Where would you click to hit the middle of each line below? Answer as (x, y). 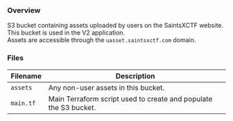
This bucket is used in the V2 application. (66, 32)
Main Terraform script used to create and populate (130, 99)
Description (135, 76)
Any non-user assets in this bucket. (106, 87)
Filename (26, 76)
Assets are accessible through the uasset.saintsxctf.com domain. (102, 40)
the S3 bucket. (72, 107)
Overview (24, 10)
